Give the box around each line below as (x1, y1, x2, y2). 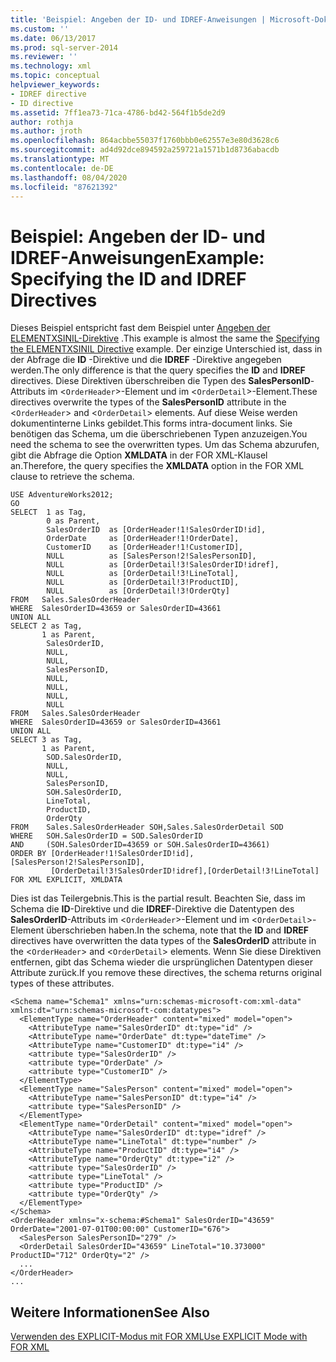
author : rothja (10, 117, 74, 127)
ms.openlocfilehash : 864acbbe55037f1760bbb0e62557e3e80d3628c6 (10, 136, 280, 146)
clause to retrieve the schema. (10, 471, 135, 483)
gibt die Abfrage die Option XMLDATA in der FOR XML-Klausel (10, 449, 268, 461)
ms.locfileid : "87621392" (10, 182, 118, 192)
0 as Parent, (46, 516, 101, 526)
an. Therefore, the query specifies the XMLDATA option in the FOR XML (10, 460, 305, 472)
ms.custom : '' (10, 24, 70, 34)
